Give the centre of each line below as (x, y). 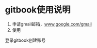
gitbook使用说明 (38, 10)
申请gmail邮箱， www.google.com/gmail (52, 24)
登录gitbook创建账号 (25, 40)
